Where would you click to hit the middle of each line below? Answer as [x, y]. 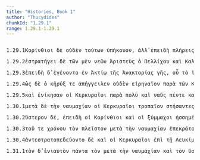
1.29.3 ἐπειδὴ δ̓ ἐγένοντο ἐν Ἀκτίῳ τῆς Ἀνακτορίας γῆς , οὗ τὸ [97, 73]
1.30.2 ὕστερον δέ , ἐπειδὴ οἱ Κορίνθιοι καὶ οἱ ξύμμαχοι [89, 118]
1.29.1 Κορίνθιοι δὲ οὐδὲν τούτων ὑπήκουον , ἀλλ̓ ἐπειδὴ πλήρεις [100, 50]
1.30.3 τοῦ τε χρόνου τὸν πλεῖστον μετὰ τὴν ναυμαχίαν [86, 129]
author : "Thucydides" [33, 17]
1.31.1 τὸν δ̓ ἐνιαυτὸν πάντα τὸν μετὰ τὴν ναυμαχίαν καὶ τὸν [96, 151]
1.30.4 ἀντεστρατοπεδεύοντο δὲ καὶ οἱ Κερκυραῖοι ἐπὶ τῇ [89, 140]
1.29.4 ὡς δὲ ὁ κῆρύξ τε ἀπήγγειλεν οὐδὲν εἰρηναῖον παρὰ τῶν [97, 84]
